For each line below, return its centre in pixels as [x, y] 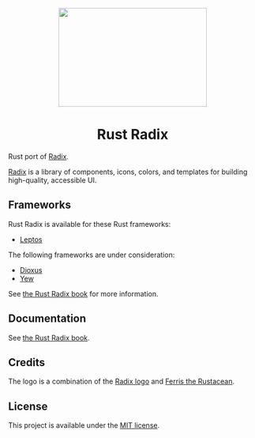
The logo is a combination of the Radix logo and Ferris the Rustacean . [122, 381]
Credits [27, 362]
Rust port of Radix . [39, 156]
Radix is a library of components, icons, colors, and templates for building [128, 172]
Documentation [47, 319]
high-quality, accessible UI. [52, 180]
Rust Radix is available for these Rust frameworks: [90, 224]
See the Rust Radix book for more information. [84, 293]
